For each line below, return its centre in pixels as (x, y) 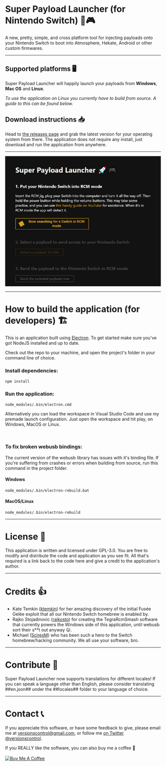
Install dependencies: (32, 370)
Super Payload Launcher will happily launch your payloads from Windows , (81, 83)
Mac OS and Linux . (25, 89)
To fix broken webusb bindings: (44, 447)
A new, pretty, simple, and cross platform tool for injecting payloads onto (79, 38)
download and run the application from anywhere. (56, 144)
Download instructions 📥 (45, 120)
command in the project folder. (36, 468)
